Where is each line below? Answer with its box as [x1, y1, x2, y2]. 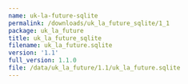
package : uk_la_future [8, 26, 84, 34]
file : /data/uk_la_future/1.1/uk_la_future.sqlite [8, 64, 181, 72]
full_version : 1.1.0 [8, 57, 78, 65]
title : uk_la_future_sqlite [8, 34, 102, 42]
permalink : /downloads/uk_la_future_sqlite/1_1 [8, 19, 170, 27]
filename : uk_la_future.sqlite [8, 42, 113, 50]
